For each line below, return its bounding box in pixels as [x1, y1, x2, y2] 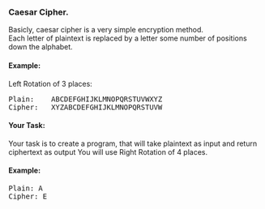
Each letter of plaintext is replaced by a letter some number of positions [8, 33, 247, 43]
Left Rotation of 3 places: [8, 79, 93, 88]
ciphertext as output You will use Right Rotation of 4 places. [8, 147, 208, 156]
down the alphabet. [8, 42, 73, 52]
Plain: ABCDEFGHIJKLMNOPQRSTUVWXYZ [8, 94, 163, 104]
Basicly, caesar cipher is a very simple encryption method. [8, 25, 204, 35]
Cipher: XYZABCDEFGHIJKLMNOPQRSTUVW [8, 102, 163, 112]
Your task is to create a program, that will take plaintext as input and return [8, 139, 258, 148]
